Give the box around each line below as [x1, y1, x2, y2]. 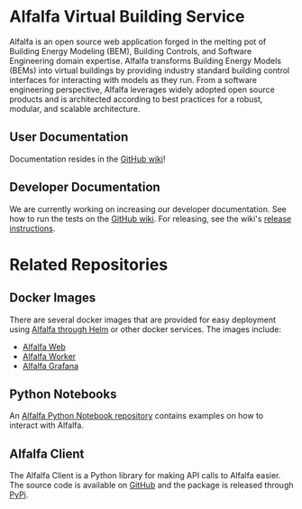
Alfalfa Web [22, 341, 66, 352]
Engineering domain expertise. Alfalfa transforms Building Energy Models [9, 55, 282, 66]
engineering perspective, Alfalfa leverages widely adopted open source [9, 84, 275, 95]
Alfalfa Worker [22, 350, 77, 362]
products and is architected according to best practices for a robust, [9, 93, 263, 105]
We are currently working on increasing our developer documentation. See [9, 203, 287, 214]
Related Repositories [9, 255, 169, 274]
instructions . [9, 223, 56, 234]
